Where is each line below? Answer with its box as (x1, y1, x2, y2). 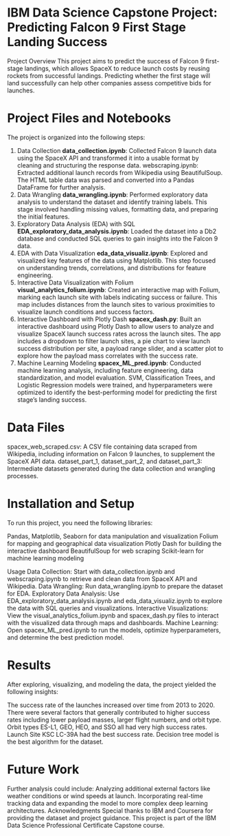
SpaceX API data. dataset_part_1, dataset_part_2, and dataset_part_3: (7, 457, 203, 465)
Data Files (7, 420, 65, 436)
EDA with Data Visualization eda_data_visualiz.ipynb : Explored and (16, 249, 208, 257)
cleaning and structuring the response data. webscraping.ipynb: (16, 161, 199, 170)
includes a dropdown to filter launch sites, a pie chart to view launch (16, 336, 211, 345)
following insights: (7, 687, 58, 695)
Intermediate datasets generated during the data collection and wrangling (7, 464, 216, 473)
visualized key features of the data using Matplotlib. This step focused (16, 256, 216, 265)
